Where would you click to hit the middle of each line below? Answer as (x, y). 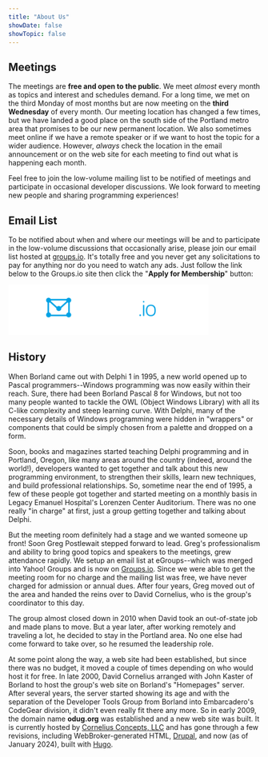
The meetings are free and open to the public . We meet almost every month (134, 86)
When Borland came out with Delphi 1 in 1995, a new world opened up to (128, 377)
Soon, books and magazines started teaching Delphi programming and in (129, 451)
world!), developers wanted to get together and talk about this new (118, 468)
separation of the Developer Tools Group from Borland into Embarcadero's (131, 701)
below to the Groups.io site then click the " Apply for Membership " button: (131, 273)
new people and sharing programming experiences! (93, 195)
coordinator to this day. (46, 603)
